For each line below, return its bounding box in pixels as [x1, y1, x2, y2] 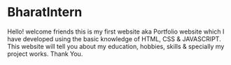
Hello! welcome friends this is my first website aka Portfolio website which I [7, 27, 225, 36]
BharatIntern [7, 4, 83, 20]
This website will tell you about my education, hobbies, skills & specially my [7, 42, 225, 50]
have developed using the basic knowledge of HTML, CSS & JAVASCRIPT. [7, 34, 222, 43]
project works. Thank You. [7, 50, 83, 58]
